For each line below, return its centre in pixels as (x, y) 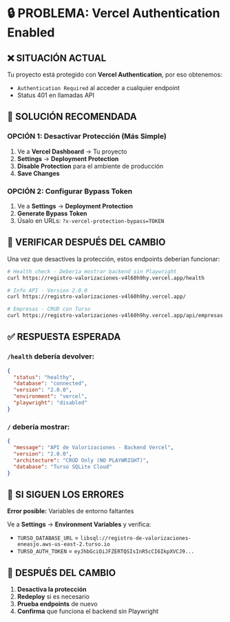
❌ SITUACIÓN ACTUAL (57, 58)
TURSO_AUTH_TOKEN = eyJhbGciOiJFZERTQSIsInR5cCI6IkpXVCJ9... (106, 551)
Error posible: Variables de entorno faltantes (71, 511)
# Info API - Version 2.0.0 (48, 290)
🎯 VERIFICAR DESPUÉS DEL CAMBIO (86, 243)
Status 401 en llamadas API (56, 95)
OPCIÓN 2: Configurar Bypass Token (70, 191)
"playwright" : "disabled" (51, 403)
